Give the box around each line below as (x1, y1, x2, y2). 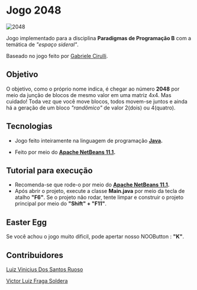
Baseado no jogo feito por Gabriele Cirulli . (6, 52, 108, 59)
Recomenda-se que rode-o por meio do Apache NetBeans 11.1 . (14, 181, 170, 188)
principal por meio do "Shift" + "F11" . (14, 200, 107, 207)
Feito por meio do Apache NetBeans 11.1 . (14, 149, 116, 156)
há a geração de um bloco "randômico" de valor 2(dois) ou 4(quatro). (6, 104, 176, 111)
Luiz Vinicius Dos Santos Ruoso (6, 266, 83, 273)
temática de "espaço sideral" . (6, 41, 79, 48)
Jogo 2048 (6, 4, 62, 17)
